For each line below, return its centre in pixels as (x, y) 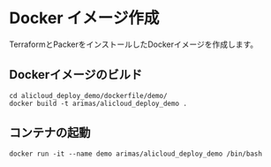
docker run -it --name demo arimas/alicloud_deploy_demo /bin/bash (136, 154)
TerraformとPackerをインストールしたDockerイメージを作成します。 (134, 44)
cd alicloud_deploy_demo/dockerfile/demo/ (88, 95)
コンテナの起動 (50, 133)
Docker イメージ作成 (84, 18)
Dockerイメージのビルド (76, 75)
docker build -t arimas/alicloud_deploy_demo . (98, 103)
